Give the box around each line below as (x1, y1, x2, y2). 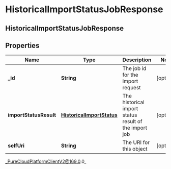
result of (122, 118, 142, 125)
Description (122, 56, 152, 63)
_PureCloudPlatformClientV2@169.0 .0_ (5, 158, 87, 164)
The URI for (122, 139, 150, 146)
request (122, 84, 141, 91)
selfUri (8, 142, 24, 149)
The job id (122, 65, 147, 72)
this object (122, 146, 148, 153)
